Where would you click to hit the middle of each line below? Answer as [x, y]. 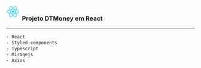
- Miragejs [20, 55]
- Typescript [22, 49]
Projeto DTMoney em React [62, 18]
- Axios [16, 61]
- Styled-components [32, 43]
